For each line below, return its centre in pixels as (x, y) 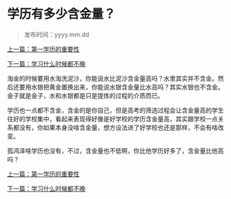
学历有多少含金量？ (62, 14)
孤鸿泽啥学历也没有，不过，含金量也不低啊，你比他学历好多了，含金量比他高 (115, 150)
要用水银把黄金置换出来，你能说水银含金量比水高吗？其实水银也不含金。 (121, 87)
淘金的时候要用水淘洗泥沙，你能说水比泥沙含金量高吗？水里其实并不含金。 (112, 78)
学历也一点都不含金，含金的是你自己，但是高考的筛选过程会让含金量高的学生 (115, 110)
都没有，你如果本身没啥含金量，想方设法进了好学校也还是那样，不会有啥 (115, 127)
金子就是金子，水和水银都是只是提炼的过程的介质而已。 (85, 95)
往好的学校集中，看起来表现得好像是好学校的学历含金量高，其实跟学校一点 (112, 118)
